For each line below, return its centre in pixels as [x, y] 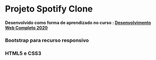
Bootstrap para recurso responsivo [47, 40]
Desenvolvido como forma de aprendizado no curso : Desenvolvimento [78, 22]
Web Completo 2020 [26, 28]
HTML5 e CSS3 [23, 53]
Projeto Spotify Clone [49, 9]
